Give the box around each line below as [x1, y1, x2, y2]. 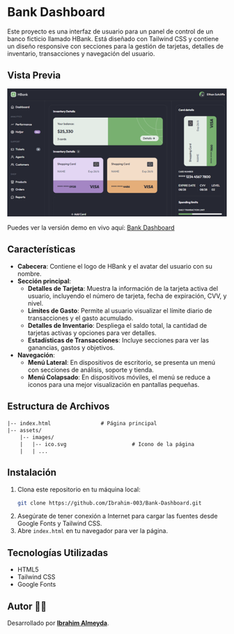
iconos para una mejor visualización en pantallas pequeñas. [27, 380, 200, 388]
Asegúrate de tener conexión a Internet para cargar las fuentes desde [17, 512, 218, 521]
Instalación [7, 467, 57, 479]
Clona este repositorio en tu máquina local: [17, 485, 141, 493]
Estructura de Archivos [7, 401, 110, 413]
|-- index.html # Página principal [7, 420, 157, 427]
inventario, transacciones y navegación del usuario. [7, 49, 155, 58]
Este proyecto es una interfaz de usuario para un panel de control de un [7, 27, 214, 35]
